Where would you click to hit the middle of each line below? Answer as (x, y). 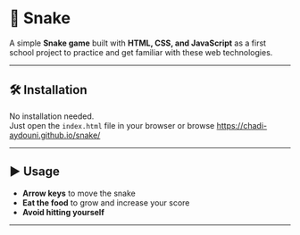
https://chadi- (242, 125)
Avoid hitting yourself (63, 212)
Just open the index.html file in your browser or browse (112, 125)
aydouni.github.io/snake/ (55, 135)
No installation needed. (52, 116)
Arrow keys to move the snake (79, 193)
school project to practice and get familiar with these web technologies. (141, 52)
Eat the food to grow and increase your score (106, 202)
